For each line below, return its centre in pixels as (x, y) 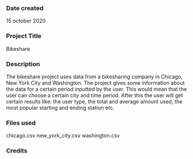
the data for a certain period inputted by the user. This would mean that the (96, 89)
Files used (21, 123)
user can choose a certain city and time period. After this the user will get (94, 95)
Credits (17, 151)
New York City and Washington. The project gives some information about (96, 82)
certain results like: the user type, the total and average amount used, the (94, 101)
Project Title (24, 36)
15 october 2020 (26, 21)
